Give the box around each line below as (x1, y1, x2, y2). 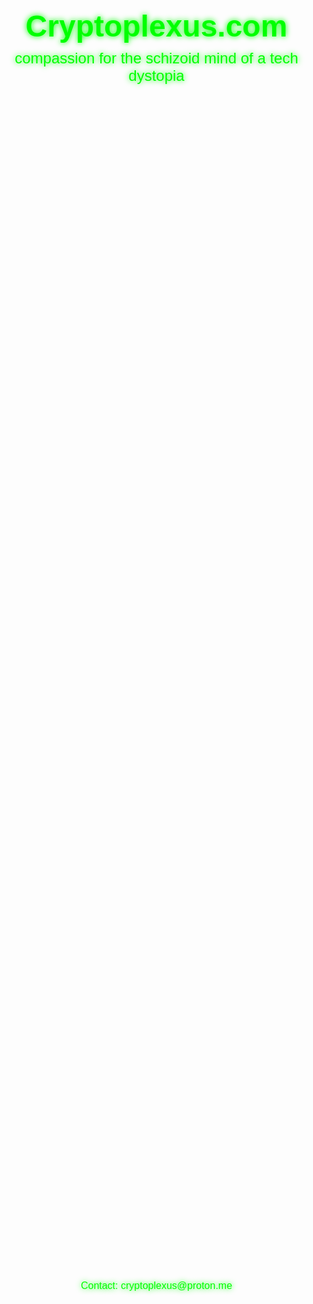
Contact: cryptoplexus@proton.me (80, 1280, 233, 1291)
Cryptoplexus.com (25, 9, 288, 43)
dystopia (128, 66, 185, 84)
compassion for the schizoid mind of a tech (14, 49, 299, 67)
